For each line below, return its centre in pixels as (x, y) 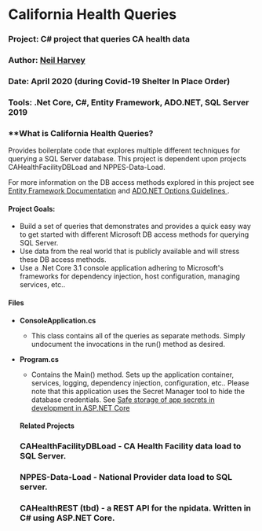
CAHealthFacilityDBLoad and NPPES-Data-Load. (87, 168)
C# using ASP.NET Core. (67, 518)
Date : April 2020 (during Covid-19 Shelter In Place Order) (119, 81)
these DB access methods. (63, 260)
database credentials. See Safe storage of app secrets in (123, 400)
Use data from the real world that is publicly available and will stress (129, 251)
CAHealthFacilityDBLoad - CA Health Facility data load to (130, 446)
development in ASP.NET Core (80, 407)
